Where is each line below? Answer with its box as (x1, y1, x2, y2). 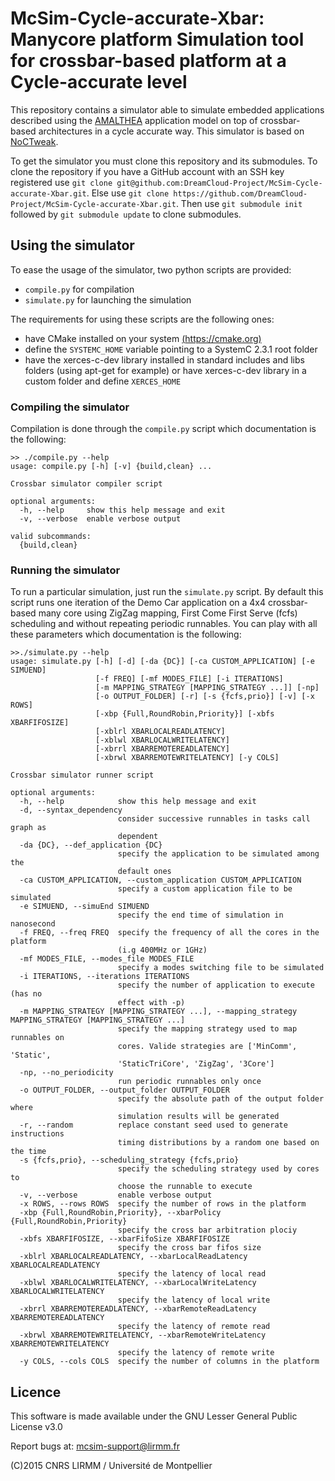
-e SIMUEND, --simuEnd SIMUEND (19, 902, 150, 912)
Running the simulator (10, 563, 121, 577)
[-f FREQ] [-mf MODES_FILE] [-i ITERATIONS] (95, 674, 284, 684)
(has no (10, 989, 43, 999)
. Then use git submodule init (175, 197, 303, 209)
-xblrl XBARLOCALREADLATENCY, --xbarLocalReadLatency (19, 1252, 248, 1262)
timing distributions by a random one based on (117, 1138, 320, 1148)
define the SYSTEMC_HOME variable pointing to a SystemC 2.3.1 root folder (24, 343, 318, 355)
